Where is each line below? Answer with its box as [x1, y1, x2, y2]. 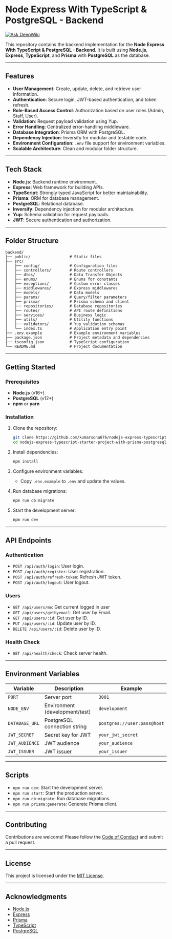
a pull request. [5, 839, 36, 846]
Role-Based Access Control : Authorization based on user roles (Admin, [12, 107, 165, 113]
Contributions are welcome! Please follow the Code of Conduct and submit [5, 834, 163, 840]
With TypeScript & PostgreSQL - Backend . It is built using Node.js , [5, 47, 148, 53]
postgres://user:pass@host [98, 720, 164, 726]
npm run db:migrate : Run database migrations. [12, 795, 111, 801]
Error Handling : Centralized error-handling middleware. [12, 123, 131, 130]
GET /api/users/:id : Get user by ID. [12, 615, 89, 621]
